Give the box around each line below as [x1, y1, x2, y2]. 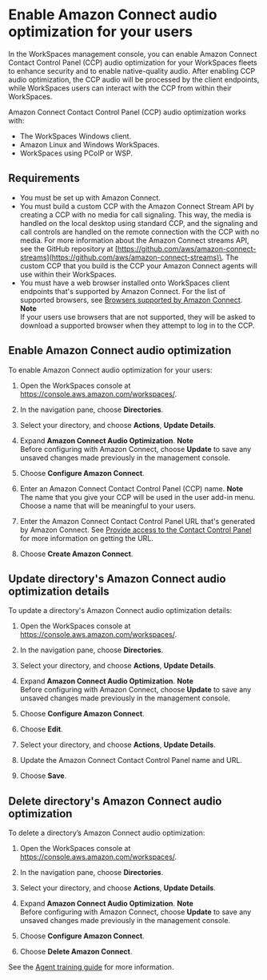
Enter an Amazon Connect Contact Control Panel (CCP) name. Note [19, 483, 244, 494]
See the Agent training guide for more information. [8, 962, 174, 972]
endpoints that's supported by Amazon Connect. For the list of [19, 286, 226, 296]
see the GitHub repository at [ [19, 244, 118, 253]
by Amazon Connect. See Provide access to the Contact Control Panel [19, 525, 252, 534]
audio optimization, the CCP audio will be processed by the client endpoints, [8, 75, 260, 84]
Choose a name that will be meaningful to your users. [19, 501, 196, 510]
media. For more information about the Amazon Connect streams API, [19, 235, 249, 245]
